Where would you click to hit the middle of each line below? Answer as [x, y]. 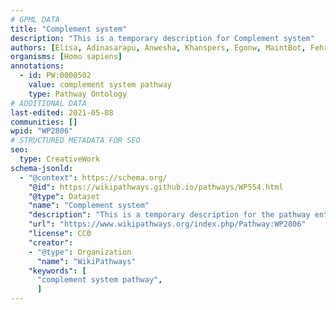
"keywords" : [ [57, 271]
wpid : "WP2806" [42, 131]
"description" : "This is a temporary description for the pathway [169, 215]
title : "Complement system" [69, 29]
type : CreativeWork [60, 159]
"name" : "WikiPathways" [86, 261]
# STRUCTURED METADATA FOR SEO [75, 141]
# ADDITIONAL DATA [48, 103]
